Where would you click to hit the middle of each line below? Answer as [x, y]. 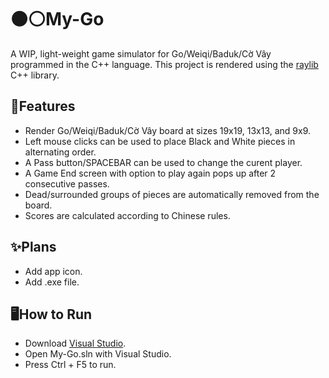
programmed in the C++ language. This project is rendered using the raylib [164, 64]
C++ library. [35, 75]
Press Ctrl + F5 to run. [70, 365]
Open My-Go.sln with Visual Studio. [98, 354]
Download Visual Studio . [75, 343]
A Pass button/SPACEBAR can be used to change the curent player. [163, 162]
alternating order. [60, 152]
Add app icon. [53, 271]
